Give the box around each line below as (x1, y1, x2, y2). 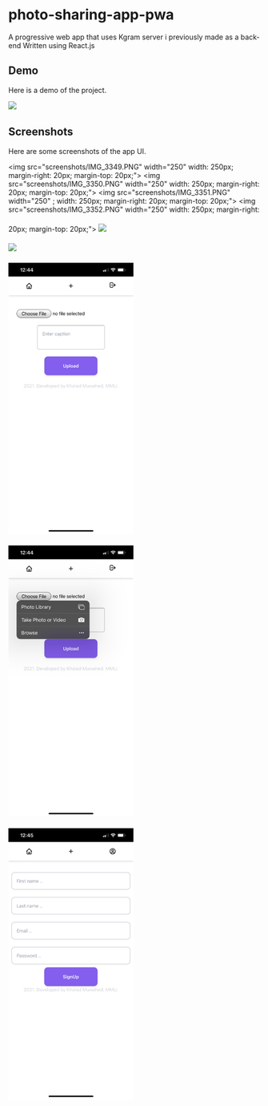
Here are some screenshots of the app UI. (8, 146, 146, 156)
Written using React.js (22, 40, 95, 50)
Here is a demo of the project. (8, 85, 107, 95)
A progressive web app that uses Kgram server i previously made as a (8, 32, 239, 42)
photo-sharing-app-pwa (8, 6, 174, 24)
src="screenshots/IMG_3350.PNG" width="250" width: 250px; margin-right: (8, 179, 260, 188)
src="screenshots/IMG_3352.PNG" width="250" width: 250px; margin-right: (8, 205, 260, 214)
